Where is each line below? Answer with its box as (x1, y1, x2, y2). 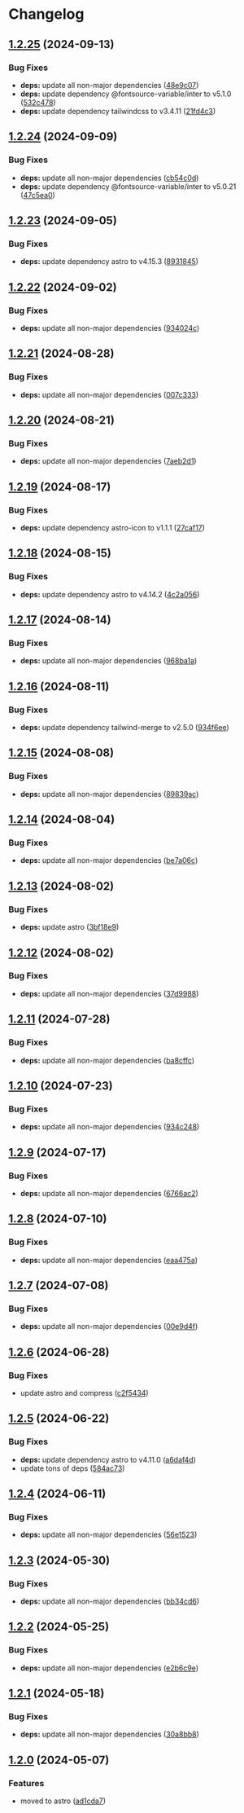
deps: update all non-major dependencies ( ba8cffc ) (20, 1055, 195, 1065)
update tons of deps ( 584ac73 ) (20, 1463, 125, 1473)
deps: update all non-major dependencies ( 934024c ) (20, 323, 200, 332)
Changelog (8, 5, 85, 24)
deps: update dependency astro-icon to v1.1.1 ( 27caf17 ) (20, 523, 206, 532)
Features (8, 1777, 45, 1789)
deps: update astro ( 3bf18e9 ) (20, 922, 120, 932)
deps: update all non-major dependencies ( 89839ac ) (20, 789, 199, 799)
